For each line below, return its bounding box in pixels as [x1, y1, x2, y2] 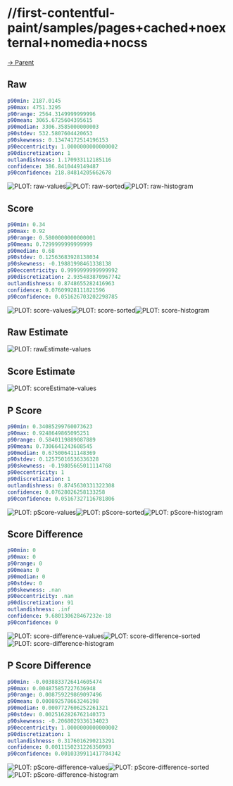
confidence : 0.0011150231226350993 [7, 744, 112, 751]
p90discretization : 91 [7, 599, 74, 606]
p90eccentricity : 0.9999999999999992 [7, 267, 118, 274]
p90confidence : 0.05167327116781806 [7, 495, 115, 502]
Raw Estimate [7, 326, 68, 338]
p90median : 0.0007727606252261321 [7, 704, 109, 712]
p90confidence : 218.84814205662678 [7, 169, 112, 177]
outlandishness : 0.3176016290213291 [7, 737, 115, 744]
